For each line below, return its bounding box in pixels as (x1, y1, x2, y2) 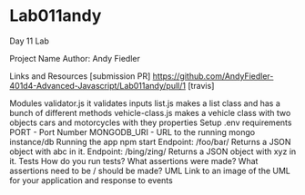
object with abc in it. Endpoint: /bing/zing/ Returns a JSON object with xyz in (9, 146, 297, 157)
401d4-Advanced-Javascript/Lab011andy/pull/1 (9, 80, 187, 91)
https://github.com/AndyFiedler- (152, 70, 274, 82)
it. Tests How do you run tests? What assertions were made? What (9, 155, 259, 166)
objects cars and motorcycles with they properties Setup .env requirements (9, 117, 292, 128)
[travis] (188, 80, 215, 91)
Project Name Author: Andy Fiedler (9, 53, 141, 63)
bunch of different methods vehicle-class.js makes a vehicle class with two (9, 107, 291, 118)
